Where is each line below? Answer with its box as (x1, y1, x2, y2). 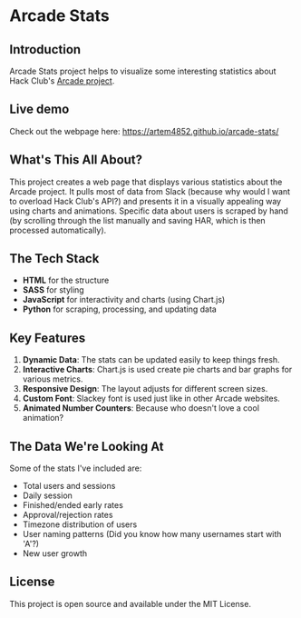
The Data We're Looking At (9, 438, 164, 454)
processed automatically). (9, 224, 107, 235)
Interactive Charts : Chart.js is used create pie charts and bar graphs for (22, 364, 293, 375)
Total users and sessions (22, 481, 116, 492)
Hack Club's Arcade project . (9, 75, 115, 86)
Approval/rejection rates (22, 510, 113, 521)
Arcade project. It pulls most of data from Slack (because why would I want (9, 185, 291, 196)
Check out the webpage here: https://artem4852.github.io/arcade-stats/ (9, 125, 279, 136)
